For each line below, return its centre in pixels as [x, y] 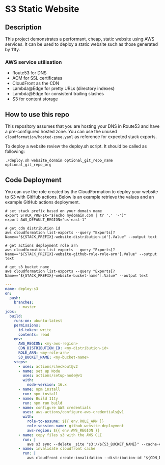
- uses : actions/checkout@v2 [48, 366]
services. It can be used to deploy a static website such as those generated [82, 44]
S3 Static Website [42, 9]
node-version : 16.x [47, 385]
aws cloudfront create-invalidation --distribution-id [84, 458]
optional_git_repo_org [28, 165]
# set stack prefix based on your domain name [54, 211]
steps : [21, 362]
